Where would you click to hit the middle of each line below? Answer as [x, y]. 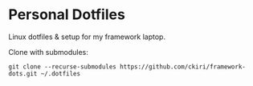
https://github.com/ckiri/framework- [183, 66]
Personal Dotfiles [67, 15]
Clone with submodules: [48, 52]
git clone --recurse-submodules [62, 66]
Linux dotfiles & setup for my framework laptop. [87, 37]
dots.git [23, 73]
